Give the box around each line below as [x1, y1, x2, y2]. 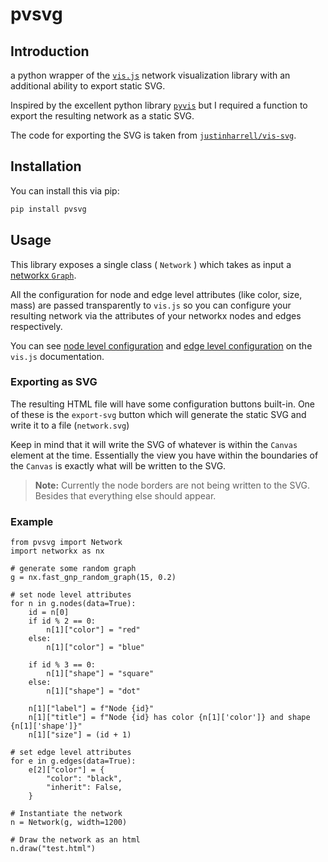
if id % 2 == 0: [28, 616, 97, 627]
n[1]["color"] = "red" [46, 625, 141, 635]
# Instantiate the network [10, 809, 123, 819]
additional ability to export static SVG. [10, 80, 166, 92]
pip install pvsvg [10, 204, 87, 214]
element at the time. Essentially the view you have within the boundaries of [10, 449, 319, 461]
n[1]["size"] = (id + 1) [28, 730, 132, 740]
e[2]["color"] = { [28, 765, 105, 775]
